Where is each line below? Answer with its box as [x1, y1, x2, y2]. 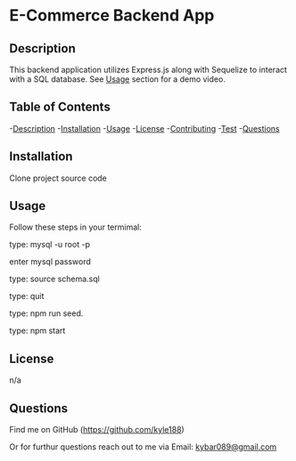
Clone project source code [9, 173, 107, 183]
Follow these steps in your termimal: [9, 222, 143, 232]
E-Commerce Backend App [9, 5, 215, 26]
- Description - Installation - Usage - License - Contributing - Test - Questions [9, 123, 280, 133]
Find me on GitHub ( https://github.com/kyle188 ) [9, 425, 185, 435]
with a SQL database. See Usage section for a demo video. [9, 74, 226, 85]
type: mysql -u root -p [9, 239, 91, 250]
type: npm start [9, 326, 66, 336]
